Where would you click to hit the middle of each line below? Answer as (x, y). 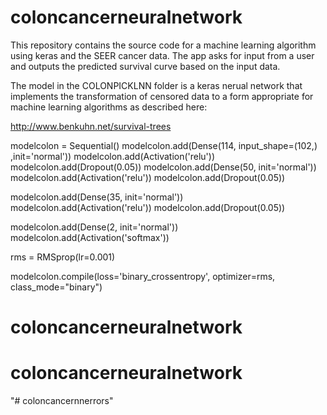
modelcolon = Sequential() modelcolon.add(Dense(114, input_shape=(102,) (164, 145)
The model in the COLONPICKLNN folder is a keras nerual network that (156, 85)
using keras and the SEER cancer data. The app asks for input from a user (162, 55)
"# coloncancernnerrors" (62, 401)
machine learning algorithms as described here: (109, 107)
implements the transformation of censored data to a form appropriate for (162, 96)
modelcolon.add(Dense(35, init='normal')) (97, 197)
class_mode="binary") (56, 287)
